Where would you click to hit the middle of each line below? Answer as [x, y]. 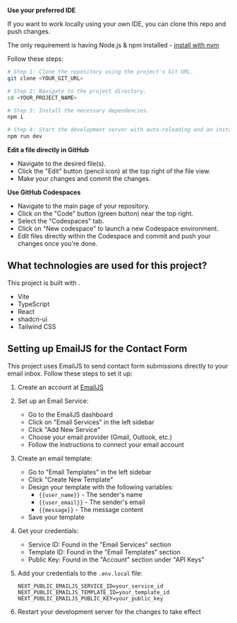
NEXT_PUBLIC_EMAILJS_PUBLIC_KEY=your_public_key [90, 598]
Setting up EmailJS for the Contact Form [97, 349]
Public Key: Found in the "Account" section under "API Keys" [116, 559]
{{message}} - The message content [91, 509]
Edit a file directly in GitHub [48, 150]
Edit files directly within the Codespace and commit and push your [114, 236]
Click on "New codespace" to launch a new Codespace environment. [118, 228]
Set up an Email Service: [53, 401]
